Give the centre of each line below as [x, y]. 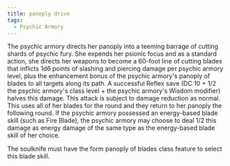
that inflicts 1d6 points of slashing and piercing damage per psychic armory [115, 69]
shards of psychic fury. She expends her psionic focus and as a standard [112, 54]
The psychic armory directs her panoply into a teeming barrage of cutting [113, 47]
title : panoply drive [39, 14]
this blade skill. [29, 156]
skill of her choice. [34, 135]
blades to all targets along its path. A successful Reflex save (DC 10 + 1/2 [112, 84]
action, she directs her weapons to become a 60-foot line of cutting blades [115, 61]
